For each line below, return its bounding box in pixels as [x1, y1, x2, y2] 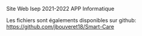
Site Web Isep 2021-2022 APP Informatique [6, 5, 115, 12]
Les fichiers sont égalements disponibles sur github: [6, 17, 137, 23]
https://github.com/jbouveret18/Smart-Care [6, 23, 115, 30]
